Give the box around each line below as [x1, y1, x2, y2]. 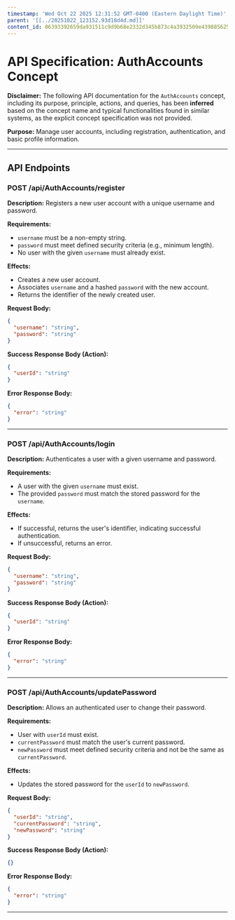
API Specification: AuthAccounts [7, 53, 204, 69]
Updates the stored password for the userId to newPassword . [17, 780, 190, 789]
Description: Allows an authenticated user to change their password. [7, 703, 206, 712]
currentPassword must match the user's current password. [17, 738, 185, 747]
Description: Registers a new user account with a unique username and [7, 199, 215, 207]
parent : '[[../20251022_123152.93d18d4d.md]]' [7, 17, 145, 24]
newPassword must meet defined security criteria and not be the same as [17, 745, 225, 754]
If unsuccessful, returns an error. [17, 539, 113, 548]
